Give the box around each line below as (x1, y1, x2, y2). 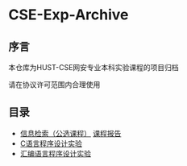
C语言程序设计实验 (19, 139, 83, 148)
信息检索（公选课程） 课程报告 (19, 128, 122, 138)
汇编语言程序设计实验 (19, 148, 91, 158)
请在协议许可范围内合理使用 (8, 80, 101, 89)
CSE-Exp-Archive (8, 6, 129, 24)
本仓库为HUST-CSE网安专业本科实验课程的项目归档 (8, 63, 179, 72)
